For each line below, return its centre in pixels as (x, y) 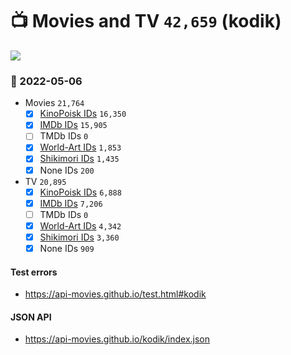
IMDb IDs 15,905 (73, 125)
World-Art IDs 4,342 (80, 225)
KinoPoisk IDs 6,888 (80, 192)
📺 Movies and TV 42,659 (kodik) (146, 21)
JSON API (31, 317)
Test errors (34, 272)
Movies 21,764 (54, 103)
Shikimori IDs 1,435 (79, 159)
